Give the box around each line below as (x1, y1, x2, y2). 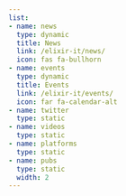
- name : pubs (8, 155, 58, 165)
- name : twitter (8, 106, 69, 115)
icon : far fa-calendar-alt (16, 97, 118, 107)
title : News (16, 38, 62, 48)
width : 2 (16, 173, 49, 182)
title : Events (16, 80, 69, 89)
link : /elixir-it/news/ (16, 47, 105, 56)
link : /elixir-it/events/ (16, 89, 114, 98)
